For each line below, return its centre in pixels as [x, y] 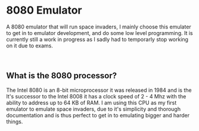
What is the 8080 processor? [62, 76]
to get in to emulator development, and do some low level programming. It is [99, 33]
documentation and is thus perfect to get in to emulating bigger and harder [98, 115]
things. [15, 122]
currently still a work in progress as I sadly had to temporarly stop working [97, 39]
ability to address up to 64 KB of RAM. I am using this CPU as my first [91, 103]
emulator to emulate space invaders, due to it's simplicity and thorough [93, 109]
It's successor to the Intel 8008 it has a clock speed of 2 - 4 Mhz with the [96, 96]
